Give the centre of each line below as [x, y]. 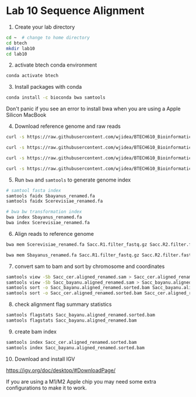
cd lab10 [17, 54]
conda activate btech [32, 76]
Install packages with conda [48, 87]
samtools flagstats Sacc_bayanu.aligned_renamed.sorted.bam [81, 315]
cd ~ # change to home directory [48, 37]
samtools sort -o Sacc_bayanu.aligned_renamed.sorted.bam [78, 288]
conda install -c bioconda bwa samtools [56, 97]
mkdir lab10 [20, 48]
